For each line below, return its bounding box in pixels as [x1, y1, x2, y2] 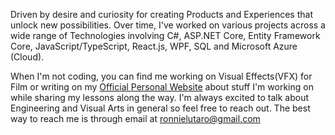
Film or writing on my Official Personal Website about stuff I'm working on [10, 81, 314, 93]
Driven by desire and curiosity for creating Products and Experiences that [10, 9, 313, 20]
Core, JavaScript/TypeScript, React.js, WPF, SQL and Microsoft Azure [10, 40, 298, 52]
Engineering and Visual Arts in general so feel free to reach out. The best [10, 102, 311, 114]
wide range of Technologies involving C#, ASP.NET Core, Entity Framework [10, 30, 321, 41]
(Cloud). [10, 51, 45, 63]
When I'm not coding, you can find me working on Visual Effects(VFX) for [10, 70, 313, 82]
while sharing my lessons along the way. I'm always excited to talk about [10, 92, 310, 103]
